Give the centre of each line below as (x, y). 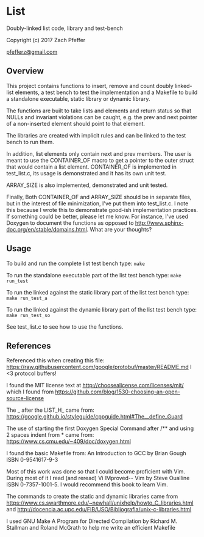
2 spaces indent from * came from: (50, 435)
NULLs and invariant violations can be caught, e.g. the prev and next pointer (102, 117)
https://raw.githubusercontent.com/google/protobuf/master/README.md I (99, 367)
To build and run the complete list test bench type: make (76, 263)
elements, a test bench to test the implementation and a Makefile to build (106, 92)
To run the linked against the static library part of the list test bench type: (98, 292)
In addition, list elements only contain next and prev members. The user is (99, 153)
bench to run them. (30, 142)
